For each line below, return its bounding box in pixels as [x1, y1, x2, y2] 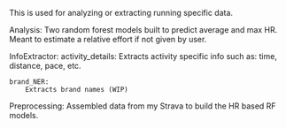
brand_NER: [9, 78, 50, 87]
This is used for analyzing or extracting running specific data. [9, 8, 233, 18]
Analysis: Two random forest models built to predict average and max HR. [9, 25, 278, 34]
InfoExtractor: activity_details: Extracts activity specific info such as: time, [9, 51, 277, 61]
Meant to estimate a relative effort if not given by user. [9, 34, 207, 44]
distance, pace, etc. [9, 61, 81, 71]
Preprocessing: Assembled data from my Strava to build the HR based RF [9, 101, 276, 111]
